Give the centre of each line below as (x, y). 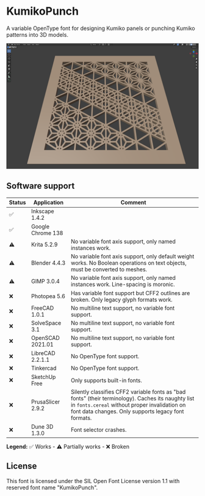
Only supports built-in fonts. (106, 380)
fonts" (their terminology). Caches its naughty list (133, 399)
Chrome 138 (47, 233)
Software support (41, 186)
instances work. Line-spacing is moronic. (123, 284)
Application (49, 203)
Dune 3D (42, 426)
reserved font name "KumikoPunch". (52, 487)
